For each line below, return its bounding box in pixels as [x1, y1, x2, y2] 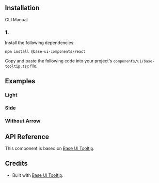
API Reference [5, 133, 49, 141]
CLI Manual [5, 16, 28, 22]
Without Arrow [5, 118, 41, 124]
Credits [5, 159, 28, 168]
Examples [5, 77, 35, 85]
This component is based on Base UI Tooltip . [5, 145, 95, 151]
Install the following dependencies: [5, 40, 75, 46]
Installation [5, 4, 40, 12]
